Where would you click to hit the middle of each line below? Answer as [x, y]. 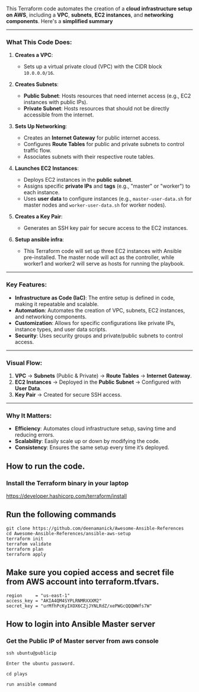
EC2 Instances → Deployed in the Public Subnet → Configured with [98, 382]
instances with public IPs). [55, 102]
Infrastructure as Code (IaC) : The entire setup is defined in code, [95, 298]
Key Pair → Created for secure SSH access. [68, 394]
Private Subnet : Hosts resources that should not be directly [97, 109]
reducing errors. [34, 435]
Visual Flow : [24, 363]
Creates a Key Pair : [38, 217]
